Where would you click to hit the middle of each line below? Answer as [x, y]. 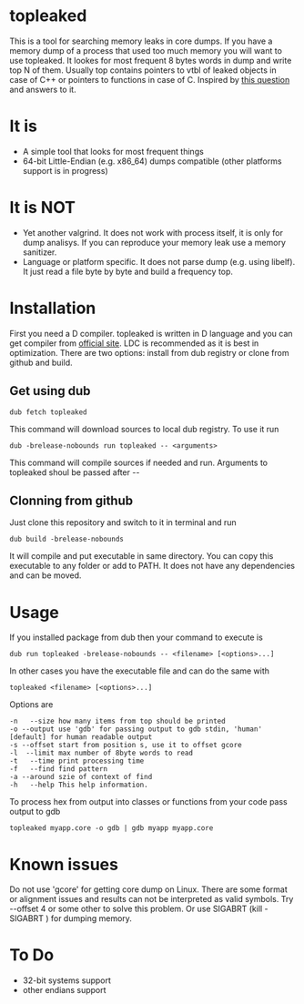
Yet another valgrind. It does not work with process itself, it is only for [153, 232]
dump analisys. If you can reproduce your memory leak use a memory [154, 242]
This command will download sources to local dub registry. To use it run [144, 429]
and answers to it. [43, 89]
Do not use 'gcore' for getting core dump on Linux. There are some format [149, 889]
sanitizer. [40, 252]
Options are [31, 705]
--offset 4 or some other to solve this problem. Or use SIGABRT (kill [136, 909]
